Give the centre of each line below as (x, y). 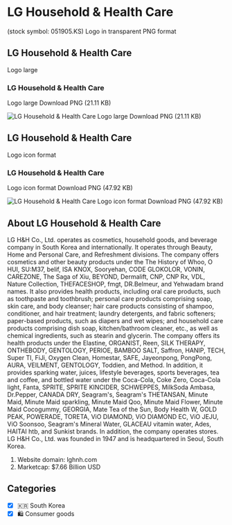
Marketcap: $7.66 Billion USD (59, 467)
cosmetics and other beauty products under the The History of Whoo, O (110, 261)
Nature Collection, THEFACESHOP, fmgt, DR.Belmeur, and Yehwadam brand (115, 284)
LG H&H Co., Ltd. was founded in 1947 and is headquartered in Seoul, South (115, 438)
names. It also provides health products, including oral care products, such (114, 291)
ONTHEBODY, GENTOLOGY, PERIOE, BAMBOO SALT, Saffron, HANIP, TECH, (116, 350)
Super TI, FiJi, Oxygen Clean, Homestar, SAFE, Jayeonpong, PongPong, (110, 357)
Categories (32, 489)
